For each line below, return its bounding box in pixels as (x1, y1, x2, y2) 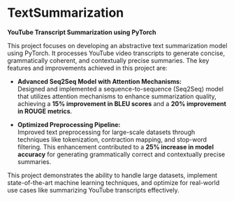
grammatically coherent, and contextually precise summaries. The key (7, 56, 210, 64)
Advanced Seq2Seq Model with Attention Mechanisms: (17, 77, 182, 85)
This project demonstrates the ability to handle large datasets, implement (7, 171, 218, 179)
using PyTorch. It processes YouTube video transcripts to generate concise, (7, 49, 226, 57)
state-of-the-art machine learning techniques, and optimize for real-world (7, 178, 220, 186)
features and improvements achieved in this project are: (7, 64, 168, 72)
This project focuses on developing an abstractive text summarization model (7, 41, 228, 50)
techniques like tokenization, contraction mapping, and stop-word (17, 135, 207, 144)
